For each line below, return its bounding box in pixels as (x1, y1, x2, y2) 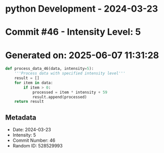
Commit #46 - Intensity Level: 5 (5, 26, 141, 38)
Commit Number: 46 (12, 137, 56, 143)
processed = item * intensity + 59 (32, 90, 108, 95)
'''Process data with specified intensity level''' (14, 71, 126, 76)
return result (14, 99, 44, 104)
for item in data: (14, 80, 53, 85)
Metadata (5, 113, 36, 122)
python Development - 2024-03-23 (5, 3, 158, 15)
